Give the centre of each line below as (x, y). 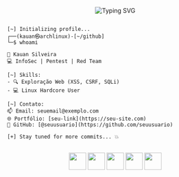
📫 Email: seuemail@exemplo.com (53, 111)
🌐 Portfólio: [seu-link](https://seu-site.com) (77, 119)
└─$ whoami (23, 43)
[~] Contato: (26, 104)
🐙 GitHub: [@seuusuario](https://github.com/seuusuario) (90, 125)
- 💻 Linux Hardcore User (44, 91)
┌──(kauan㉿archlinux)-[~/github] (56, 36)
